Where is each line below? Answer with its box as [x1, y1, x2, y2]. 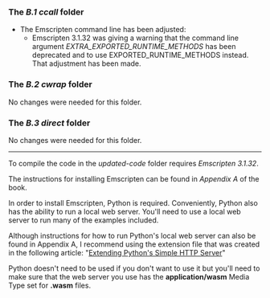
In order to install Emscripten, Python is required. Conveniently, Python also [8, 198, 259, 207]
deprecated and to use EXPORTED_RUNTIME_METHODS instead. [31, 51, 249, 60]
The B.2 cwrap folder [8, 79, 92, 90]
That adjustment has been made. [31, 59, 142, 68]
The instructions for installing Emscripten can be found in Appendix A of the [8, 173, 260, 183]
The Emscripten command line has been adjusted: [19, 25, 186, 35]
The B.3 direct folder [8, 117, 91, 129]
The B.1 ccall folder [8, 6, 84, 18]
